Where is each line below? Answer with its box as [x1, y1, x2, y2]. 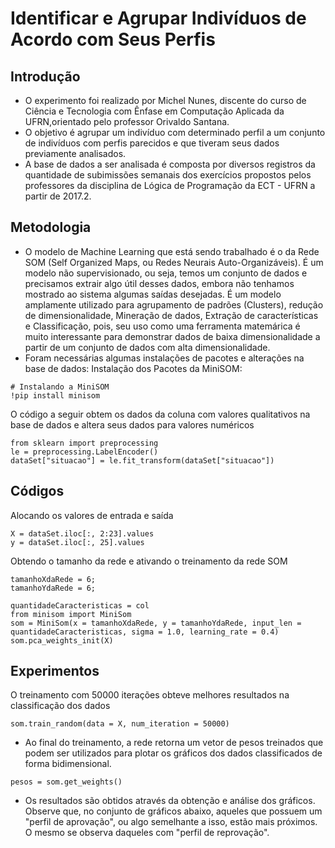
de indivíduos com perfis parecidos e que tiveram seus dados [24, 137, 280, 149]
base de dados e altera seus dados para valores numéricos [10, 418, 255, 431]
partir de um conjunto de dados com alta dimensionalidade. [24, 341, 271, 353]
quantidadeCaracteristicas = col [10, 600, 150, 611]
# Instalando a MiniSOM [10, 382, 110, 392]
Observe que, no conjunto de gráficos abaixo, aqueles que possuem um [24, 805, 323, 817]
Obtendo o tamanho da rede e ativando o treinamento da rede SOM [10, 555, 288, 567]
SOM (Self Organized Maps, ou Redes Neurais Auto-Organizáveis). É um [24, 256, 324, 268]
